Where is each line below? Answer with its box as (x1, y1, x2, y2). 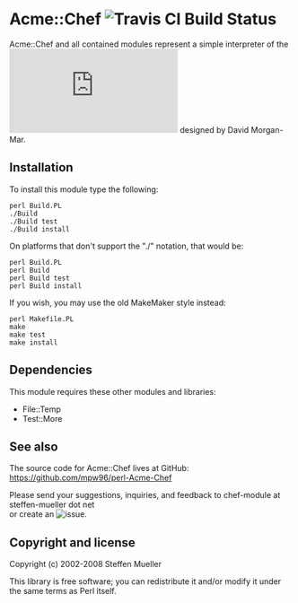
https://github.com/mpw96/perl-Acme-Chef (9, 472, 172, 484)
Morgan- (250, 124, 284, 135)
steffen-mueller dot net (9, 499, 95, 511)
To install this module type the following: (9, 184, 159, 195)
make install (9, 337, 58, 347)
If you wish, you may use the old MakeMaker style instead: (9, 297, 226, 308)
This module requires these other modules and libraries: (9, 386, 217, 397)
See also (9, 439, 58, 454)
